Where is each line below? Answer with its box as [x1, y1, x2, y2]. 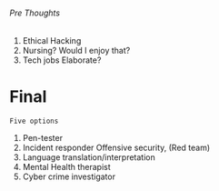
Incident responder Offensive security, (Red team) [22, 142, 211, 154]
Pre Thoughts [9, 7, 61, 18]
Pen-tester [22, 133, 64, 144]
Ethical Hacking [22, 35, 82, 46]
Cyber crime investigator [22, 171, 116, 182]
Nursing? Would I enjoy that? [22, 45, 131, 56]
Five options [9, 116, 59, 126]
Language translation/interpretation [22, 152, 156, 163]
